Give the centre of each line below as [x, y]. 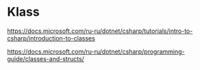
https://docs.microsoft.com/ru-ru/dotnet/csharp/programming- [96, 51]
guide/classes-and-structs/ [46, 58]
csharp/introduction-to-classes [51, 38]
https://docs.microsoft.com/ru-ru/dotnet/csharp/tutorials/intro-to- [100, 31]
